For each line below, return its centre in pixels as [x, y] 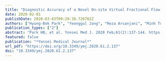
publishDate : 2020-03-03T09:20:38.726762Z [49, 19]
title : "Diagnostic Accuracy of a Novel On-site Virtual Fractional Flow [83, 10]
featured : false [22, 37]
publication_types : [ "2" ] [32, 28]
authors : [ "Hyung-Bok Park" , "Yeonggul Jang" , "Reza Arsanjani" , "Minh [80, 23]
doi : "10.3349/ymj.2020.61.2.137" [41, 51]
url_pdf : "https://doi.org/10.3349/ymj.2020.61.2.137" [63, 46]
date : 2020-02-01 [23, 14]
